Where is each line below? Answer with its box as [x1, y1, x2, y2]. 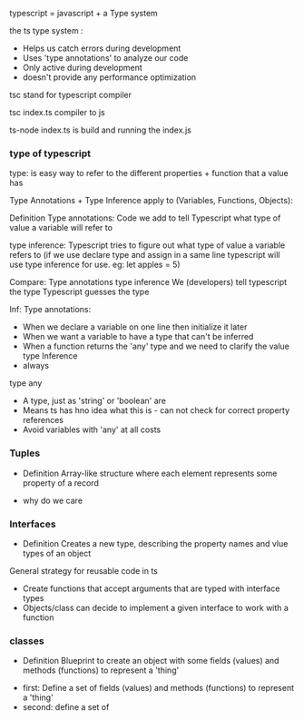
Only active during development [22, 63, 142, 73]
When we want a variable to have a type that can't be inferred [22, 331, 254, 342]
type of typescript [9, 147, 92, 160]
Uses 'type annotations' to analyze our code [22, 53, 189, 63]
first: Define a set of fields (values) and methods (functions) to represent [22, 683, 295, 694]
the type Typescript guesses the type [9, 286, 150, 298]
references [22, 415, 64, 426]
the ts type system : [9, 25, 83, 35]
